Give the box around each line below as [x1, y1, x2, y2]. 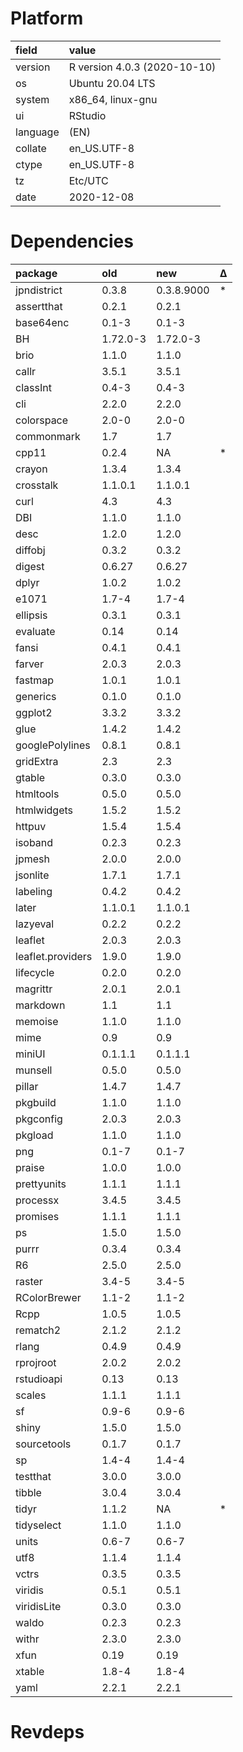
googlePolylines [15, 738, 91, 752]
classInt [15, 380, 52, 394]
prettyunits [15, 1177, 67, 1191]
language [15, 125, 60, 139]
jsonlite [15, 868, 50, 882]
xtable [15, 1664, 45, 1678]
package [15, 266, 58, 280]
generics [15, 689, 57, 703]
